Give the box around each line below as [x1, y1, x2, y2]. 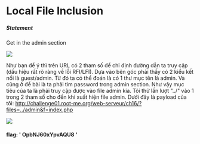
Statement [6, 24, 33, 31]
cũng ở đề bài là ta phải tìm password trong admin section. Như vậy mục [6, 81, 184, 88]
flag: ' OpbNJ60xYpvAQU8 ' [6, 131, 78, 138]
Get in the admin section [6, 39, 67, 46]
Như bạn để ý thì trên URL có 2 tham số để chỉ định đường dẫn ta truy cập [6, 62, 188, 69]
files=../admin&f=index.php [6, 106, 73, 114]
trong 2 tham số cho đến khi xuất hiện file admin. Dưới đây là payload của [6, 93, 187, 101]
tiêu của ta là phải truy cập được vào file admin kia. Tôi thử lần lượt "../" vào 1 [6, 87, 194, 95]
